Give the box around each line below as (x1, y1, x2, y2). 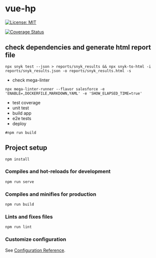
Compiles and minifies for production (5, 191, 96, 198)
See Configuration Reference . (5, 247, 66, 253)
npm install (5, 157, 30, 162)
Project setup (5, 144, 48, 152)
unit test (12, 105, 29, 111)
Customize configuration (5, 236, 67, 243)
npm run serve (5, 179, 35, 184)
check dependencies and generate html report (5, 43, 152, 52)
